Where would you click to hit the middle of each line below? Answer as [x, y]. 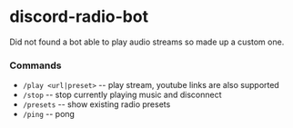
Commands [35, 65]
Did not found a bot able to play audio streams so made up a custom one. [147, 42]
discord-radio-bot [79, 17]
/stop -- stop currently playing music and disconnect [122, 95]
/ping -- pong [49, 114]
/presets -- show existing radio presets [96, 104]
